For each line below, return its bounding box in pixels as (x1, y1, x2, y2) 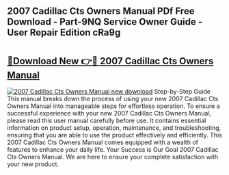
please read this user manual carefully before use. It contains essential (7, 116, 206, 124)
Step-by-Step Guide (154, 87, 211, 95)
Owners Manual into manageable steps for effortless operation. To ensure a (7, 102, 220, 110)
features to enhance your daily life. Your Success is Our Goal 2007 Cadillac (7, 146, 219, 153)
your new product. (7, 160, 59, 168)
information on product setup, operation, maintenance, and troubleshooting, (7, 124, 221, 132)
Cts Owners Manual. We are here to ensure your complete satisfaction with (7, 153, 219, 161)
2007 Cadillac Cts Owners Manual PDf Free (7, 5, 195, 17)
